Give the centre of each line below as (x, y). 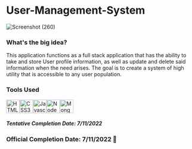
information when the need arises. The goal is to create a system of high (95, 68)
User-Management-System (76, 10)
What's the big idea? (37, 42)
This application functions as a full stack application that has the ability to (96, 55)
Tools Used (23, 90)
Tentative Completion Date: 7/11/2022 (54, 123)
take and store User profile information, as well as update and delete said (96, 62)
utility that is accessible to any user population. (64, 74)
